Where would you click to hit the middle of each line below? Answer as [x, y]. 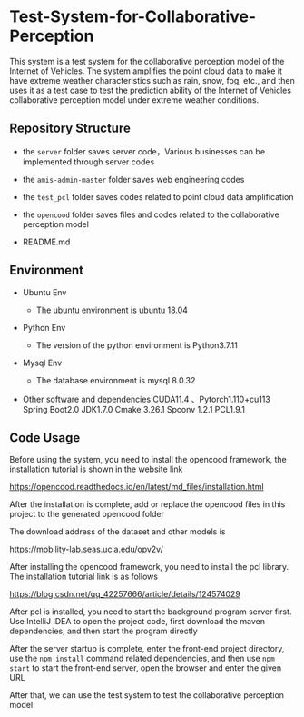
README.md [46, 242]
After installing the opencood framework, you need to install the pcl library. [149, 567]
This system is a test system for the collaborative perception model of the [147, 61]
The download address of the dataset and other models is [118, 532]
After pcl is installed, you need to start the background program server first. [151, 612]
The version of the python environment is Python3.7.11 [137, 345]
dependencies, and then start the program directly [103, 631]
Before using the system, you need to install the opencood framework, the [148, 460]
